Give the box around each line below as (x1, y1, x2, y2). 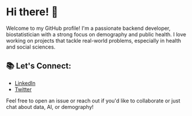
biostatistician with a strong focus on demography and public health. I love (6, 30, 187, 37)
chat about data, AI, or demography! (6, 103, 94, 110)
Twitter (14, 86, 32, 93)
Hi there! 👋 (6, 5, 59, 19)
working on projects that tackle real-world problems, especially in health (6, 37, 181, 44)
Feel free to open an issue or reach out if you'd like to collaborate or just (6, 97, 181, 104)
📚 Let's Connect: (6, 61, 72, 71)
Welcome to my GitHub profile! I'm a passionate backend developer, (6, 25, 171, 32)
